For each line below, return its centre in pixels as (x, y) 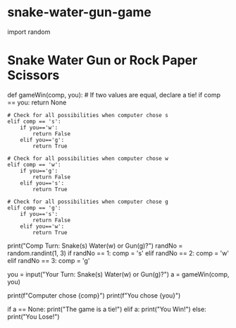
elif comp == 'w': (34, 164)
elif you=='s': (42, 183)
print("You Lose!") (33, 316)
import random (29, 32)
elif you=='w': (42, 226)
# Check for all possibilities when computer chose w (88, 158)
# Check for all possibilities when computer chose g (88, 202)
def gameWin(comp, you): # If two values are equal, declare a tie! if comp (114, 95)
